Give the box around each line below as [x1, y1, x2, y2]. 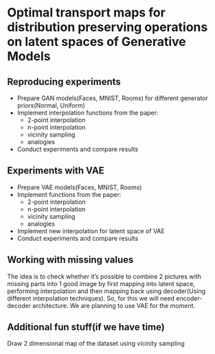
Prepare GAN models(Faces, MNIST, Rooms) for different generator [16, 94, 208, 102]
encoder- [176, 294, 203, 303]
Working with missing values [7, 254, 134, 265]
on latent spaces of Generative [7, 34, 187, 49]
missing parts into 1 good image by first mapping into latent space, [7, 279, 196, 287]
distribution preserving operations [7, 19, 208, 35]
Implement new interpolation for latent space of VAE [16, 226, 165, 235]
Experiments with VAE [7, 165, 104, 176]
